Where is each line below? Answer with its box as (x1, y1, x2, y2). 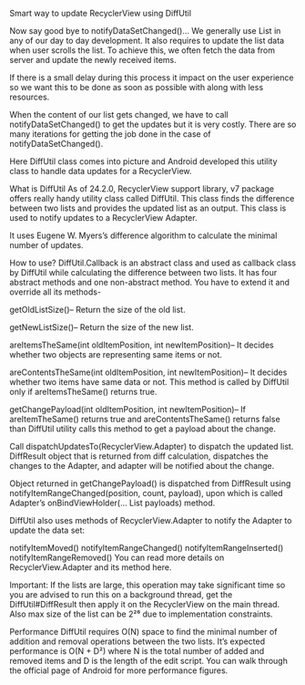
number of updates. (9, 240, 84, 250)
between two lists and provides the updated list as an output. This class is (9, 202, 287, 213)
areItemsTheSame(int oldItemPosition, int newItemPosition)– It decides (9, 339, 275, 350)
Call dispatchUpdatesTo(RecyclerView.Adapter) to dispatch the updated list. (9, 441, 294, 451)
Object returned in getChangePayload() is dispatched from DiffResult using (9, 478, 291, 489)
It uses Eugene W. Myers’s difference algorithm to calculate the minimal (9, 230, 278, 241)
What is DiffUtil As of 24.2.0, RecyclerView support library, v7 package (9, 183, 275, 194)
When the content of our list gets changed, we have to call (9, 109, 229, 119)
